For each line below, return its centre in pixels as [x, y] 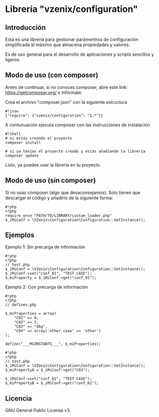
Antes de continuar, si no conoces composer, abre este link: [66, 87]
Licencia [19, 398]
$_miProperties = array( [31, 314]
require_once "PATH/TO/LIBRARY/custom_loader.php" [59, 215]
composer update [22, 156]
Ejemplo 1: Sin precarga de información [45, 247]
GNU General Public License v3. [38, 411]
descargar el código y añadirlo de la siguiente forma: [59, 198]
